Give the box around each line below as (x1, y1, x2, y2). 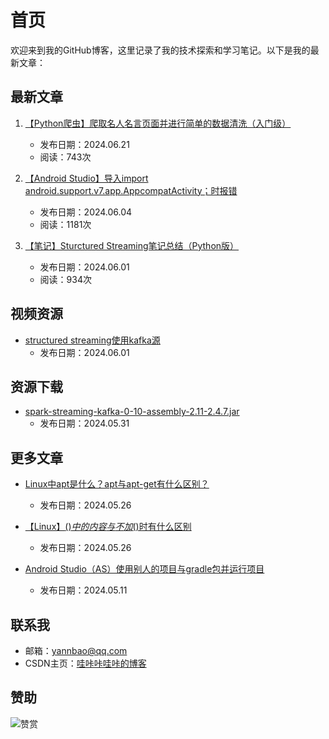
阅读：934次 (39, 273, 92, 285)
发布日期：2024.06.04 (39, 206, 133, 218)
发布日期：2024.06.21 (39, 138, 130, 150)
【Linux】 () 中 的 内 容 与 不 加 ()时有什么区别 (24, 521, 192, 533)
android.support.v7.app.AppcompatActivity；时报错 (24, 184, 238, 196)
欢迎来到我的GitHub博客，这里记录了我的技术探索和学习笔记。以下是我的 (10, 44, 311, 56)
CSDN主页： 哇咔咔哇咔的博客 (24, 657, 147, 669)
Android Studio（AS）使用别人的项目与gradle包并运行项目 (24, 563, 265, 575)
